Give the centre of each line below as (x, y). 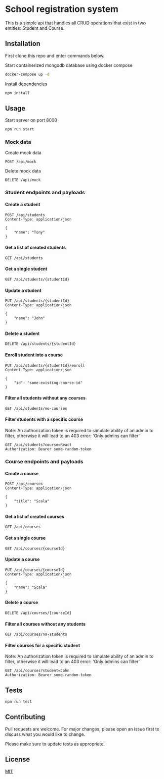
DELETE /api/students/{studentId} (41, 344)
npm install (17, 93)
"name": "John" (30, 318)
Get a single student (26, 269)
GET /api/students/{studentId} (37, 279)
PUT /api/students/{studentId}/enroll (45, 365)
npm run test (19, 702)
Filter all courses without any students (45, 624)
